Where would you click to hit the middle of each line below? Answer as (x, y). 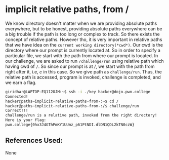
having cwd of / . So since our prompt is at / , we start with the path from (80, 66)
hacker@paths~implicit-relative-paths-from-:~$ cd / (62, 101)
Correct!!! (17, 111)
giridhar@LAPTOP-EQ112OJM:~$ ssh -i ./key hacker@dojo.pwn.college (78, 92)
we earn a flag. (21, 83)
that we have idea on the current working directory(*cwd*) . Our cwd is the (84, 45)
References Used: (34, 141)
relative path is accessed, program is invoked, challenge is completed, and (83, 77)
